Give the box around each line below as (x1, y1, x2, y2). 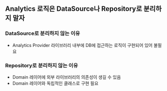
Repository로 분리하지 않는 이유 (5, 62, 78, 69)
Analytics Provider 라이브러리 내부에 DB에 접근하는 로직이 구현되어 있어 (12, 42, 153, 48)
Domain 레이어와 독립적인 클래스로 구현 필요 (12, 80, 98, 86)
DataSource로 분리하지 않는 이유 (5, 30, 81, 37)
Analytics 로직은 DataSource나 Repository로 (5, 4, 143, 13)
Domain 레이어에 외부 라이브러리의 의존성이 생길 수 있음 (12, 74, 121, 80)
